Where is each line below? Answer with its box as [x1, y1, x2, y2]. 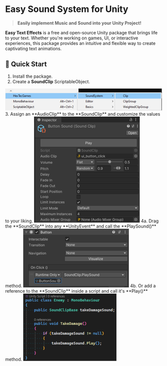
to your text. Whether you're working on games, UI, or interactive [5, 35, 138, 41]
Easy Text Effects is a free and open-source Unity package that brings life [5, 29, 158, 35]
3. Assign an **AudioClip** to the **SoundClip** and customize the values [5, 111, 161, 117]
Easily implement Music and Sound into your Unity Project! [17, 20, 142, 26]
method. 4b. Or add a [5, 283, 156, 289]
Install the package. [12, 73, 53, 79]
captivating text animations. [5, 45, 62, 51]
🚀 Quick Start [5, 60, 47, 68]
